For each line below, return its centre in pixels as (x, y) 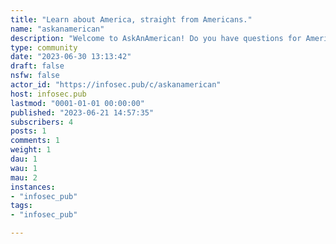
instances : (33, 187)
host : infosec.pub (48, 94)
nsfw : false (35, 76)
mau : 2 (24, 177)
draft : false (37, 66)
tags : (21, 206)
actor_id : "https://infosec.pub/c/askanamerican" (116, 85)
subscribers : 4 (42, 122)
